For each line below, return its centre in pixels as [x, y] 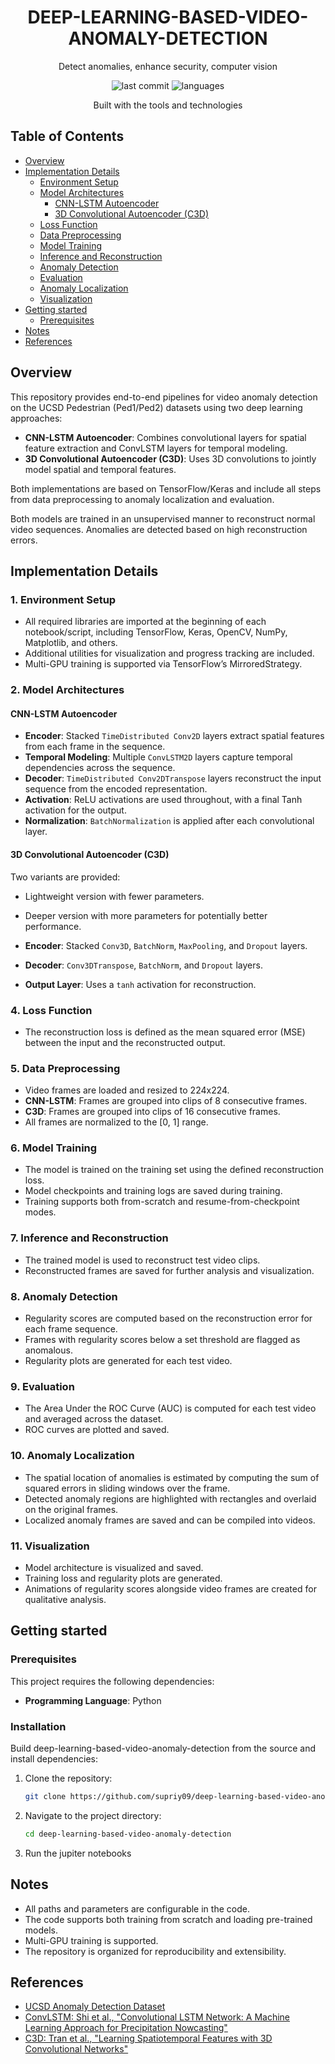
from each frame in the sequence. [95, 747]
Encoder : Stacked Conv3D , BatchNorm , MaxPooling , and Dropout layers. [166, 945]
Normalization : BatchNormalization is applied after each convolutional [169, 821]
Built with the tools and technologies [168, 105]
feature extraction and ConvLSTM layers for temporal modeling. [156, 448]
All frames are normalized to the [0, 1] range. [116, 1122]
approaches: [36, 418]
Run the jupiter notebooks [78, 1853]
